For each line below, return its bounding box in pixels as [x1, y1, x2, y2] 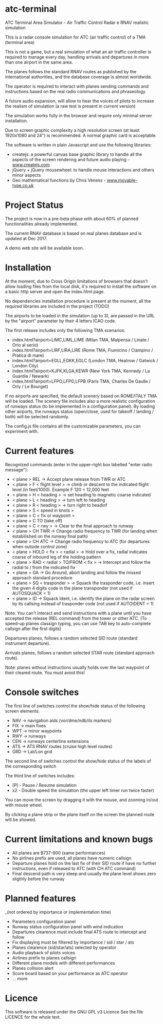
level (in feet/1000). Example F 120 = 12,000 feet [12, 487, 109, 492]
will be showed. [5, 817, 36, 822]
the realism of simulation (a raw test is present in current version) [5, 103, 136, 109]
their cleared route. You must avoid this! [5, 670, 85, 676]
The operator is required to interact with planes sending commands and [5, 83, 149, 89]
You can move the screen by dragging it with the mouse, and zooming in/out [5, 797, 158, 802]
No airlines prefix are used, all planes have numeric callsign [12, 855, 132, 861]
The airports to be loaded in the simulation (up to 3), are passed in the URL [5, 312, 155, 318]
